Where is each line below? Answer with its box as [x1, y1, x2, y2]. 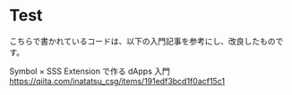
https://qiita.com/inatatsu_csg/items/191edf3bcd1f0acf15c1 [9, 75, 226, 86]
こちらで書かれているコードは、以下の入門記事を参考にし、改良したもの [9, 36, 276, 46]
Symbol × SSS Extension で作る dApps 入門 [9, 66, 170, 76]
